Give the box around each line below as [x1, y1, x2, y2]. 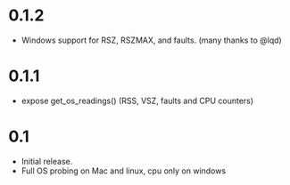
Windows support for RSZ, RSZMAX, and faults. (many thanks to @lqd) [21, 35, 282, 45]
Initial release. [21, 156, 73, 166]
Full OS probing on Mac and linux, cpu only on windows [21, 165, 227, 176]
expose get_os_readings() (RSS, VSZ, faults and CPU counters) [21, 95, 254, 106]
